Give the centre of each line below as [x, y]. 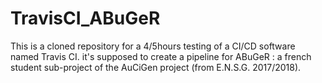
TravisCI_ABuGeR [85, 18]
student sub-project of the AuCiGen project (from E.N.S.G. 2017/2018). [156, 67]
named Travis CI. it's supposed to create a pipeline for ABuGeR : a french [161, 56]
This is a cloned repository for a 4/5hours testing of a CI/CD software [153, 46]
